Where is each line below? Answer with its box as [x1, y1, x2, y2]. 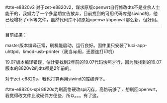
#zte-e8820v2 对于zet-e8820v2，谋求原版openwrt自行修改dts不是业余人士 [5, 4, 161, 10]
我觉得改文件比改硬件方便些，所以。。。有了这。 [5, 93, 101, 98]
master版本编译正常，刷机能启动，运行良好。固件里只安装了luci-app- [5, 43, 148, 48]
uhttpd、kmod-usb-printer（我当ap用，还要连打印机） [5, 49, 117, 54]
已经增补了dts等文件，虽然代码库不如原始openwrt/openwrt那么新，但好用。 [5, 17, 161, 22]
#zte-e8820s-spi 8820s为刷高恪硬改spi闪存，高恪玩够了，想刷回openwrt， [5, 86, 160, 92]
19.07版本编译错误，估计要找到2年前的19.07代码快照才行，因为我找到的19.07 [5, 59, 162, 65]
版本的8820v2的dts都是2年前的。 [5, 65, 74, 71]
